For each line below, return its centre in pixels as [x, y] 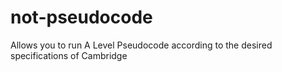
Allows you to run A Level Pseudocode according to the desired [141, 45]
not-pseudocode [81, 17]
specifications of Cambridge [69, 55]
